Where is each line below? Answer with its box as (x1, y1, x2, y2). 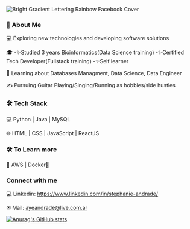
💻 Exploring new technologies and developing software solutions (6, 35, 169, 42)
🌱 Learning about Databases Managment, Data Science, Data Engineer (6, 70, 182, 77)
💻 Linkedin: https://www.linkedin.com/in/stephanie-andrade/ (6, 190, 159, 198)
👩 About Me (6, 20, 42, 29)
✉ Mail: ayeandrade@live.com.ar (6, 204, 87, 212)
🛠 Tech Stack (6, 99, 48, 108)
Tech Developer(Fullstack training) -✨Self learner (6, 58, 129, 65)
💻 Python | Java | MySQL (6, 115, 71, 123)
